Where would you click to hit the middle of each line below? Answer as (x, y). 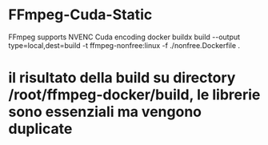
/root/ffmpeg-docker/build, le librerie (134, 95)
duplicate (40, 129)
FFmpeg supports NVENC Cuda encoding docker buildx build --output (124, 37)
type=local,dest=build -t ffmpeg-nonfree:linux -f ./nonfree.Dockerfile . (124, 45)
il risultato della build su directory (122, 78)
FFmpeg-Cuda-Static (80, 15)
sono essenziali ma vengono (105, 112)
